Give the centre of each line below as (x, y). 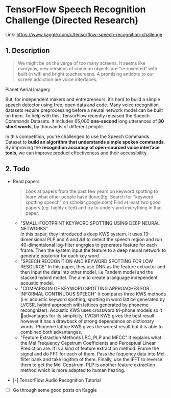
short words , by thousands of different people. (55, 126)
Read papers (26, 181)
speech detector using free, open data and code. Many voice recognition (82, 105)
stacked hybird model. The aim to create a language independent (89, 277)
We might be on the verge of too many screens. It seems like (81, 63)
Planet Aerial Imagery (28, 89)
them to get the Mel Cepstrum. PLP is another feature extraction (88, 365)
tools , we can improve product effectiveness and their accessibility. (77, 153)
